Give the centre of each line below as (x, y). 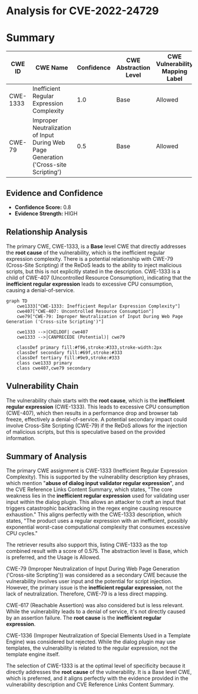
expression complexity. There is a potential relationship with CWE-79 (90, 258)
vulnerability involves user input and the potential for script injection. (89, 581)
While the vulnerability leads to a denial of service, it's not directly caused (96, 611)
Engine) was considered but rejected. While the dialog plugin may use (91, 642)
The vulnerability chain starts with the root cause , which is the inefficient (95, 400)
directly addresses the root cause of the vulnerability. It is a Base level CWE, (99, 672)
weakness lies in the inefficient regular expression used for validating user (98, 496)
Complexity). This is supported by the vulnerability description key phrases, (98, 477)
